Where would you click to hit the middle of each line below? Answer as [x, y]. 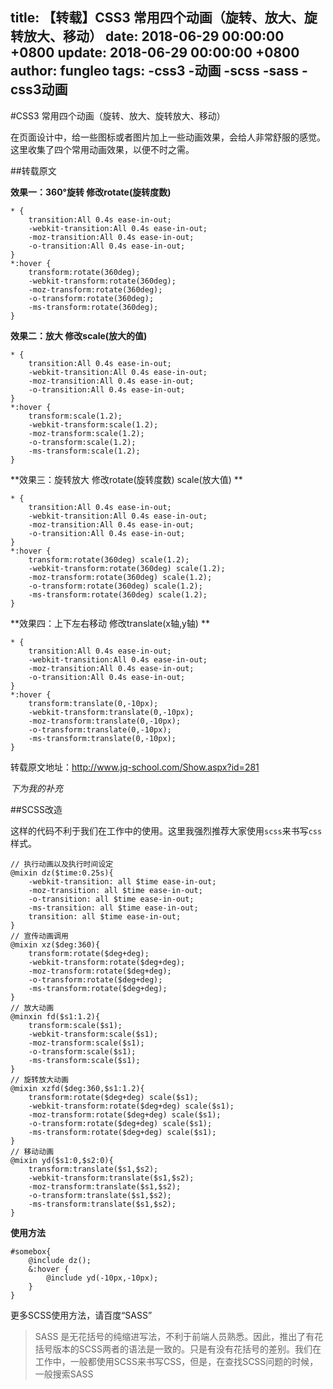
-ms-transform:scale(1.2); [84, 451]
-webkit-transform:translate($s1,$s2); [111, 1178]
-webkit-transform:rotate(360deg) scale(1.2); [127, 568]
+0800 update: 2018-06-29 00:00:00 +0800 [155, 53]
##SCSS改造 [36, 809]
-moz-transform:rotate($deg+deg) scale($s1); [125, 1114]
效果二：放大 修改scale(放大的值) [79, 335]
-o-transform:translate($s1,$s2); [100, 1195]
